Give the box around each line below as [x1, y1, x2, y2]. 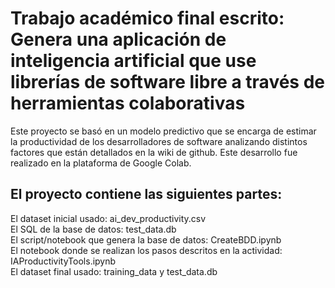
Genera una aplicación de [10, 28, 227, 51]
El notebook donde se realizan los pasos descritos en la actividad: [10, 244, 283, 256]
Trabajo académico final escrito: [10, 7, 285, 30]
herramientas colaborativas [10, 92, 246, 115]
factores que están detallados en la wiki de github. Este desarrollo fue [10, 146, 298, 158]
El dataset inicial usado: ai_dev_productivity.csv [10, 212, 207, 224]
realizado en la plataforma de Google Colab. [10, 157, 192, 169]
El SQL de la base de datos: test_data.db [10, 223, 177, 235]
